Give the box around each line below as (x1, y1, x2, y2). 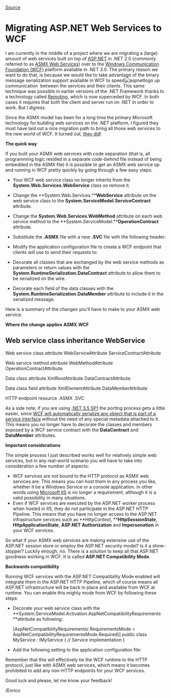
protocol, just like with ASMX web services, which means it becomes (5, 662, 150, 668)
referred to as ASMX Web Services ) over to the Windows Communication (5, 61, 159, 67)
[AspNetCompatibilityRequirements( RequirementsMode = (12, 626, 135, 632)
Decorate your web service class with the (12, 605, 101, 611)
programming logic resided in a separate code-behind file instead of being (5, 156, 162, 162)
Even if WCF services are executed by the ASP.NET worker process (12, 500, 156, 506)
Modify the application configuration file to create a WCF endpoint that (12, 243, 162, 250)
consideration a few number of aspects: (5, 463, 89, 469)
